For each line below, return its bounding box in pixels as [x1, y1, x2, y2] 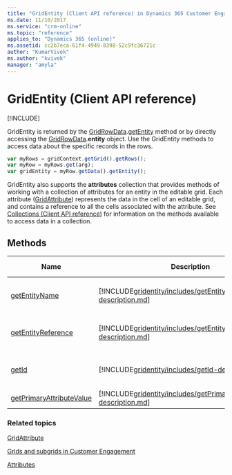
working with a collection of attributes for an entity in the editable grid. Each [7, 188, 223, 196]
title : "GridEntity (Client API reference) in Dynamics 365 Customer [7, 10, 212, 17]
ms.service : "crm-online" [7, 23, 81, 30]
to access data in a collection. [7, 217, 92, 225]
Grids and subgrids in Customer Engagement [7, 447, 136, 456]
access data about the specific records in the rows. [7, 142, 153, 150]
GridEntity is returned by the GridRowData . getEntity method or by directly [7, 127, 216, 135]
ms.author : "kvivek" [7, 55, 67, 62]
